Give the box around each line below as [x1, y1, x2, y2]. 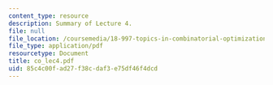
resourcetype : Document [8, 49, 89, 57]
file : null [8, 27, 45, 35]
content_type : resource [8, 11, 89, 20]
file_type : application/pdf [8, 42, 104, 50]
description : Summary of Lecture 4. [8, 19, 132, 28]
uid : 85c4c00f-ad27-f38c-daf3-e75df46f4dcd [8, 65, 158, 73]
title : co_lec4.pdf [8, 57, 75, 66]
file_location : [8, 34, 60, 43]
